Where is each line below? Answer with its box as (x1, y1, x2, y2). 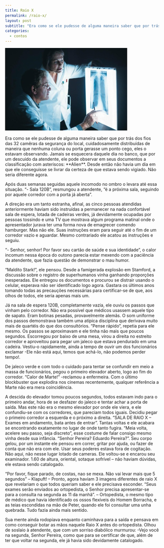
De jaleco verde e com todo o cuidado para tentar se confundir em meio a (5, 364, 154, 369)
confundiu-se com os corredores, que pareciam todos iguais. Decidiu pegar (5, 410, 158, 415)
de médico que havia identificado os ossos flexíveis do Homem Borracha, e (5, 497, 157, 503)
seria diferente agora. (5, 172, 49, 177)
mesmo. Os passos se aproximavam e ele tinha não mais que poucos (5, 328, 144, 334)
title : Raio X (5, 8, 34, 13)
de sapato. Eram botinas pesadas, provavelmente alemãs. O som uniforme (5, 313, 155, 318)
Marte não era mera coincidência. (5, 384, 73, 390)
